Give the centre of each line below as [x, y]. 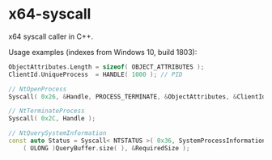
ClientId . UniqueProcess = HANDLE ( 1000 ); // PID [96, 74]
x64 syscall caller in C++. [51, 36]
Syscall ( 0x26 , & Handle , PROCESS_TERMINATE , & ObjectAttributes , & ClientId [137, 97]
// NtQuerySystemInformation [57, 133]
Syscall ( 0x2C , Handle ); [52, 119]
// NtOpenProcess [38, 89]
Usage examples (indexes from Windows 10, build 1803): [103, 52]
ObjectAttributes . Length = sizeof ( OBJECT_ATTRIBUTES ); [106, 67]
